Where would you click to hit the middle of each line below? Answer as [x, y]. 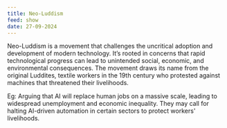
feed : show [23, 20]
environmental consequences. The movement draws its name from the [108, 68]
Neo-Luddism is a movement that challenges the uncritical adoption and [110, 46]
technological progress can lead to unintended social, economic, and [106, 61]
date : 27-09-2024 [32, 26]
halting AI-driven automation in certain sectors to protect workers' [101, 111]
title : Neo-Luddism [35, 13]
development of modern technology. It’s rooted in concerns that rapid [106, 53]
